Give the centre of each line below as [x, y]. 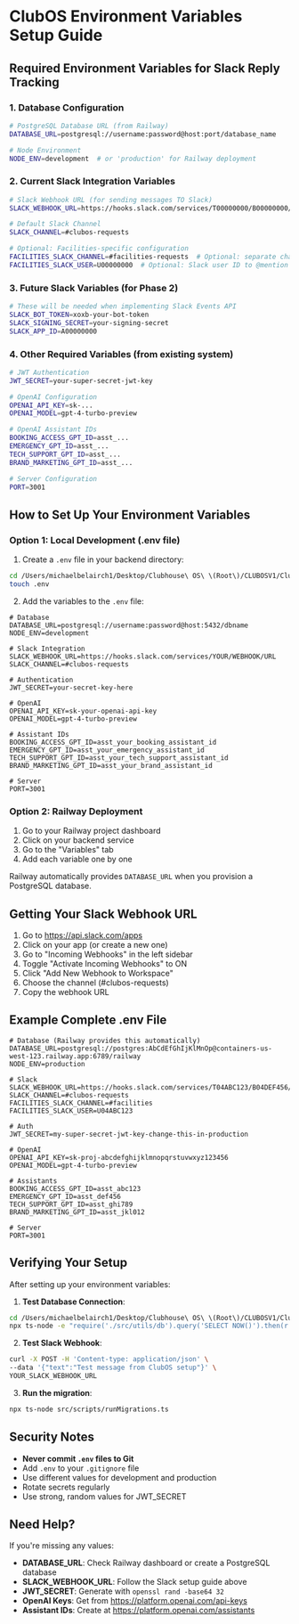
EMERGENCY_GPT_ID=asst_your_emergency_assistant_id [107, 750]
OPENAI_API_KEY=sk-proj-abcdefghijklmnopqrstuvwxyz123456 [119, 1157]
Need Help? [42, 1525]
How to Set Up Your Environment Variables [130, 514]
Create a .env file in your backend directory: [103, 559]
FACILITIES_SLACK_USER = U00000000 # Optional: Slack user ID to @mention [149, 265]
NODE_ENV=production [48, 1064]
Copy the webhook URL [65, 992]
